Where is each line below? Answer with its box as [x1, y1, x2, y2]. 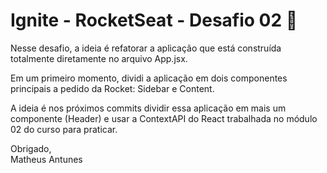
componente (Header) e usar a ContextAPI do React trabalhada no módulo [10, 112, 318, 124]
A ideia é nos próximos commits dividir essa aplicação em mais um [10, 102, 287, 114]
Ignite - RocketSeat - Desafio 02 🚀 [10, 9, 298, 32]
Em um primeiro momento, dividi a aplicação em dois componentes [10, 72, 288, 84]
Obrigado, [10, 142, 52, 154]
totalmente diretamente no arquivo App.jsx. [10, 52, 188, 64]
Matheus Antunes [10, 153, 83, 165]
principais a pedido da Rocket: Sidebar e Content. [10, 82, 215, 94]
